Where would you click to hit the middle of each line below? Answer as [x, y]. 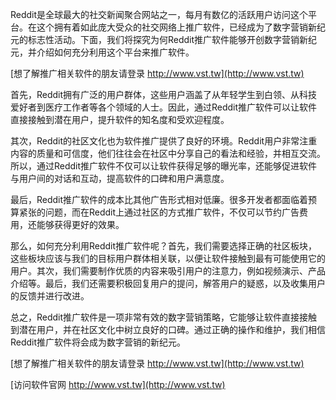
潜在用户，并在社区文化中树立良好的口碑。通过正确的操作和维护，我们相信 [172, 329]
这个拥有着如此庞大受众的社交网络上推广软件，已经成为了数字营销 [172, 27]
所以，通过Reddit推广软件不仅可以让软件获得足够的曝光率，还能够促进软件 [164, 166]
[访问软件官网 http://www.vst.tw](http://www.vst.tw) [118, 384]
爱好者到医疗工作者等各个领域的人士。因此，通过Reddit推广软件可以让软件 [164, 107]
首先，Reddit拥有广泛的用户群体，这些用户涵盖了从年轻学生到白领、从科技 [164, 94]
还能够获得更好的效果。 [76, 224]
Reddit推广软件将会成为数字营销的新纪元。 [98, 342]
